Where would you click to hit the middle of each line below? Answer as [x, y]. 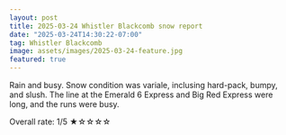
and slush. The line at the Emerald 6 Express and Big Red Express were [141, 94]
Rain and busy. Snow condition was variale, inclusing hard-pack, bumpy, [144, 85]
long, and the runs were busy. [64, 104]
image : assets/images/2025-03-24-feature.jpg [96, 51]
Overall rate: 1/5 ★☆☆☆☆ [60, 121]
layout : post [34, 18]
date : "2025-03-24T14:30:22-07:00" [76, 34]
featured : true [38, 59]
